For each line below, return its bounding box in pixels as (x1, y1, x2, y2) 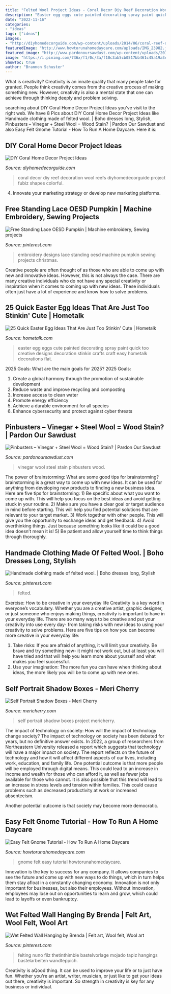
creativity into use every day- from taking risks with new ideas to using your (5, 621, 164, 628)
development (12, 381, 41, 387)
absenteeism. (5, 793, 34, 799)
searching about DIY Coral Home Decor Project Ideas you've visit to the (5, 105, 155, 111)
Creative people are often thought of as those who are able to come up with (5, 267, 164, 273)
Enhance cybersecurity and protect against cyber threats (12, 408, 133, 414)
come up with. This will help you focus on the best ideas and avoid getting (5, 496, 161, 502)
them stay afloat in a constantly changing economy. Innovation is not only (5, 880, 160, 886)
